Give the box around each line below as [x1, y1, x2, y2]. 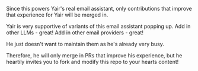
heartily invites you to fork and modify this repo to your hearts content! [6, 59, 179, 65]
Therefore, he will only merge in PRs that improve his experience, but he [6, 52, 183, 59]
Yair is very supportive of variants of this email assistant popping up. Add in [6, 23, 191, 30]
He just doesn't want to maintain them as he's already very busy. [6, 41, 165, 47]
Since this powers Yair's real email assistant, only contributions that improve [6, 5, 193, 12]
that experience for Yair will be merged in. [6, 11, 108, 18]
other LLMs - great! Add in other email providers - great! [6, 29, 144, 36]
